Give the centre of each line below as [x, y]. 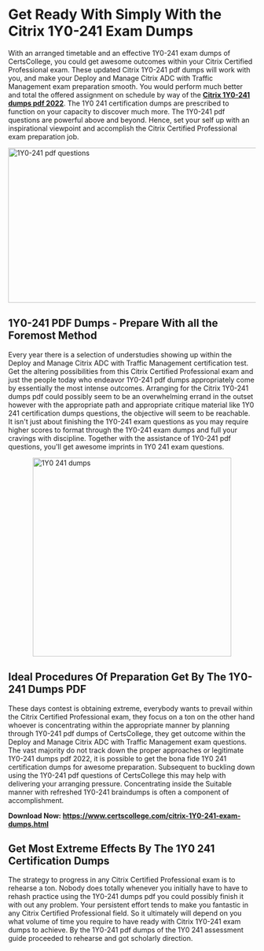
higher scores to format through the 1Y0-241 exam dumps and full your [123, 430]
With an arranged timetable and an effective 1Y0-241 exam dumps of [119, 53]
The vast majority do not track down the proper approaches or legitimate [126, 750]
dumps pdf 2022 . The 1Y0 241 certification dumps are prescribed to [119, 103]
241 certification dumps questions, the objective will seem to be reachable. [129, 413]
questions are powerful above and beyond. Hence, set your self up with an [129, 120]
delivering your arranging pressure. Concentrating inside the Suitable [120, 783]
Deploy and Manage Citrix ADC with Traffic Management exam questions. [128, 742]
